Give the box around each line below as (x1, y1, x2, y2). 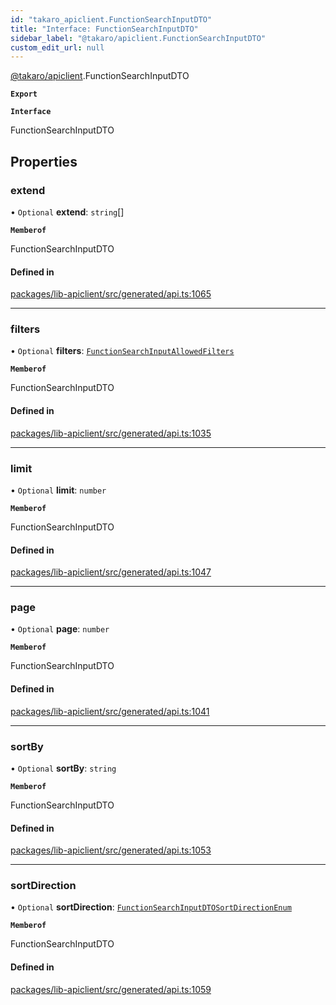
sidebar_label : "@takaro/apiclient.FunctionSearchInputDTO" (10, 33, 267, 43)
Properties (10, 153, 78, 170)
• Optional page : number (10, 623, 110, 635)
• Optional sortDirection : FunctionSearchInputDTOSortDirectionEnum (10, 901, 292, 913)
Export (10, 89, 38, 100)
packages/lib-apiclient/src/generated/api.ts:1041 (10, 705, 210, 717)
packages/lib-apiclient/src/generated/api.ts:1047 (10, 566, 212, 578)
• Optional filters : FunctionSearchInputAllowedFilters (10, 345, 235, 357)
